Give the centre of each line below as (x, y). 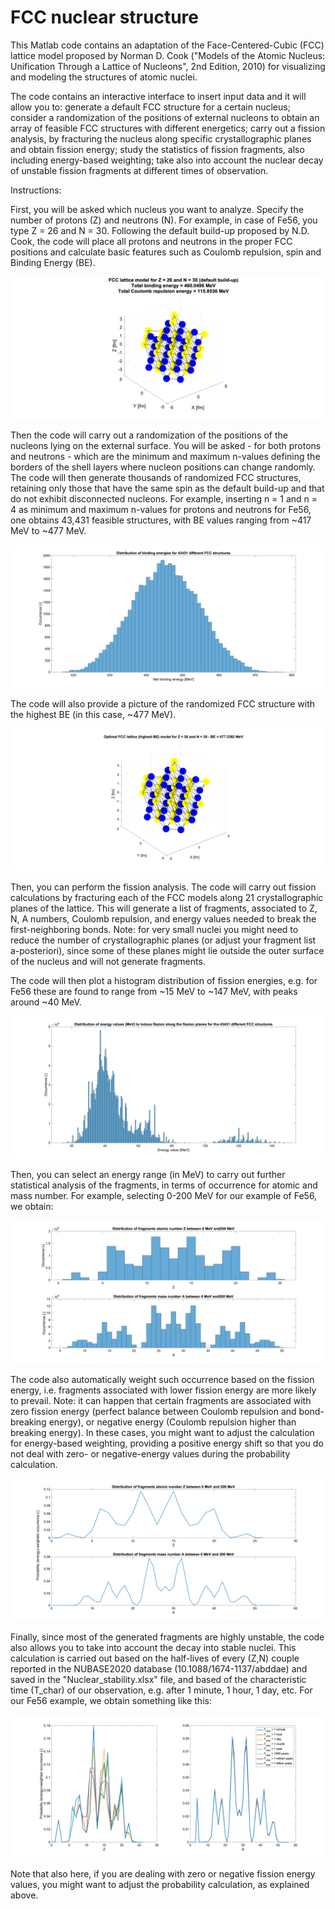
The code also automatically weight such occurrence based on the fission (162, 1379)
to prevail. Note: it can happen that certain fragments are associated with (161, 1400)
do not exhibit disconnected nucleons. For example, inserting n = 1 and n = (164, 499)
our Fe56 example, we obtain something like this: (111, 1701)
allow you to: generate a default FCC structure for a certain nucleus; (150, 107)
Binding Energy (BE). (53, 262)
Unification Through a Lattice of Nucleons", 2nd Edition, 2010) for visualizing (168, 66)
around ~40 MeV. (46, 1002)
